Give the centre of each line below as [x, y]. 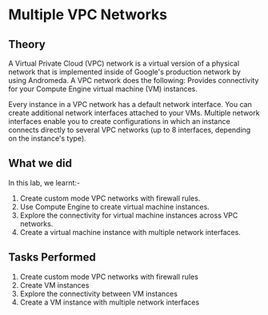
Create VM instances [54, 285]
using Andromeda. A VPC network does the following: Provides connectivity [134, 80]
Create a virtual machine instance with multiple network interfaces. [130, 232]
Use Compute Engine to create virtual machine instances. [114, 206]
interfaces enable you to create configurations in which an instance [119, 121]
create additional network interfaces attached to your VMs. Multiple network [134, 113]
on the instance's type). [47, 138]
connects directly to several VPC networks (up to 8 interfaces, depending [130, 130]
